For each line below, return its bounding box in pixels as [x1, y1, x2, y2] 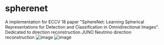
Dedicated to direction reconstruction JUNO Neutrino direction [5, 29, 132, 35]
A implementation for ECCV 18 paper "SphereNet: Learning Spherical [5, 19, 144, 25]
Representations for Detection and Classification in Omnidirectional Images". [5, 24, 159, 30]
